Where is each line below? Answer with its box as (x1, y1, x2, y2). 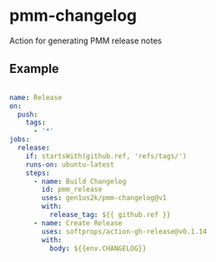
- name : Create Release (32, 218, 123, 228)
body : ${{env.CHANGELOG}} (49, 244, 147, 253)
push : (17, 110, 39, 119)
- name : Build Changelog (32, 176, 127, 185)
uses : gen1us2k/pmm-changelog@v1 (41, 194, 167, 203)
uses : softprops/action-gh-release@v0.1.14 (41, 227, 207, 236)
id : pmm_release (41, 185, 103, 194)
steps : (25, 168, 50, 177)
